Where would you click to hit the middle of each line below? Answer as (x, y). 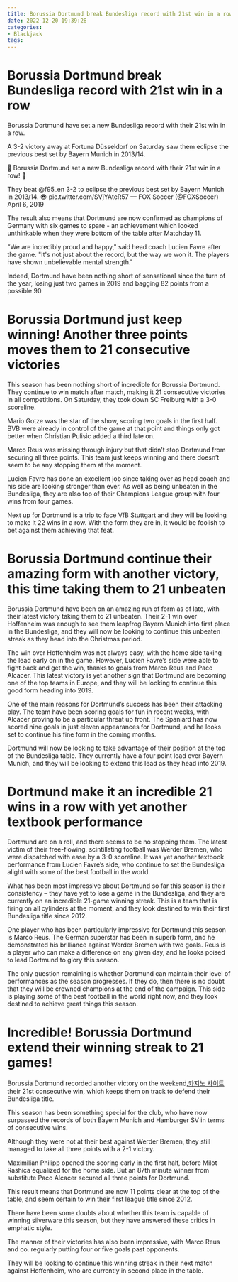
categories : (25, 27)
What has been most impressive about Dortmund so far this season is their (116, 886)
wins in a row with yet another (97, 807)
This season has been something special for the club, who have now (107, 1112)
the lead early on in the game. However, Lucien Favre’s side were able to (113, 660)
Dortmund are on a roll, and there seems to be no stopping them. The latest (117, 842)
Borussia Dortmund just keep (95, 320)
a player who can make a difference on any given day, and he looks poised (116, 952)
